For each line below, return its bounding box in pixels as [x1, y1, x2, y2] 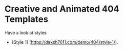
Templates [4, 14, 48, 25]
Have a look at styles [4, 30, 47, 35]
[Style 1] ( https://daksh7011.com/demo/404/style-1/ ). [11, 39, 118, 45]
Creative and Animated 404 [4, 3, 120, 15]
